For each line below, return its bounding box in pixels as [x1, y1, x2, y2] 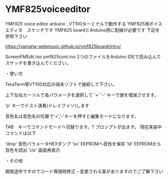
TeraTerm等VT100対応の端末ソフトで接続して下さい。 [5, 81, 117, 87]
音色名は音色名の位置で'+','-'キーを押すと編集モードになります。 [5, 113, 139, 119]
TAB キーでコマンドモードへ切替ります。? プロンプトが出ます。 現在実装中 [5, 124, 162, 130]
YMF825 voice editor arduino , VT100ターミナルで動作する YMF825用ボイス [5, 21, 162, 27]
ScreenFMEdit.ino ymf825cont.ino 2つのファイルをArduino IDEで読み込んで [5, 54, 161, 60]
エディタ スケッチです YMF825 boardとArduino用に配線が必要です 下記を [5, 27, 160, 33]
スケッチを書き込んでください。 [5, 60, 71, 66]
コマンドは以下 [5, 130, 36, 136]
